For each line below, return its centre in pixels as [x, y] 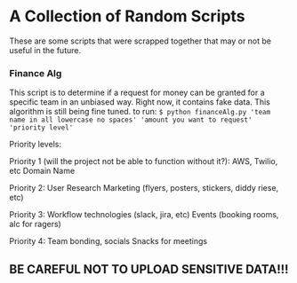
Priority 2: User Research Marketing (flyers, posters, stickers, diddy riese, [144, 188]
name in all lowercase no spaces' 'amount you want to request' [131, 120]
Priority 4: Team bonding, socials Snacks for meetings [108, 241]
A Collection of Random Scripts [128, 16]
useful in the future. [45, 50]
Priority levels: [36, 145]
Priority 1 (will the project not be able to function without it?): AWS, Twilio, [144, 161]
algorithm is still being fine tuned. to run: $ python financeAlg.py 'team [140, 112]
